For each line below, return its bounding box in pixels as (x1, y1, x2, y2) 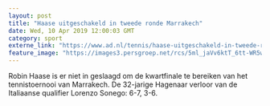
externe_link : (8, 42, 56, 50)
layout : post (8, 11, 52, 20)
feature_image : (8, 49, 59, 57)
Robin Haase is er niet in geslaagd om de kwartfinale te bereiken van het (8, 71, 248, 80)
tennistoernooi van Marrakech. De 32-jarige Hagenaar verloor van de (8, 79, 238, 89)
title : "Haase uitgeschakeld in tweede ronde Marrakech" (8, 19, 203, 27)
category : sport (8, 34, 63, 43)
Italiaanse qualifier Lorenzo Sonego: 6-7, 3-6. (8, 88, 158, 97)
